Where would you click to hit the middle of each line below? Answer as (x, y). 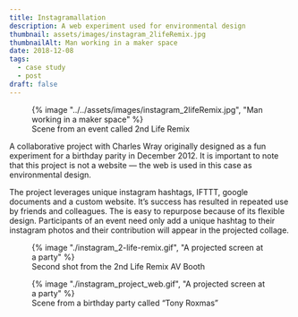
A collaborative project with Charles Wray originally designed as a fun (138, 146)
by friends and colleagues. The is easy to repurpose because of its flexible (147, 210)
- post (30, 76)
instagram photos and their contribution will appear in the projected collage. (149, 230)
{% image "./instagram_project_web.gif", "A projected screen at (149, 284)
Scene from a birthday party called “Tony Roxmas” (125, 303)
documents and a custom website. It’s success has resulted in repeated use (149, 201)
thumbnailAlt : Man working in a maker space (94, 43)
